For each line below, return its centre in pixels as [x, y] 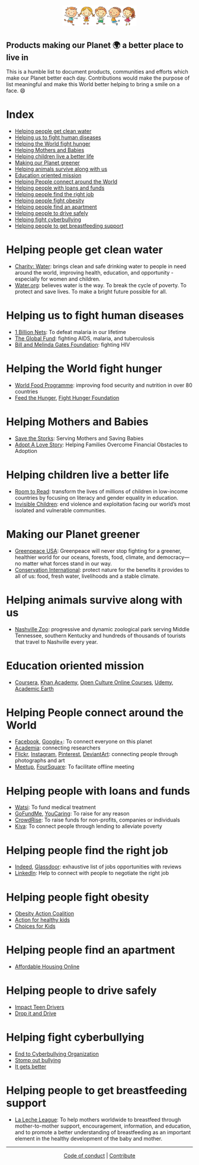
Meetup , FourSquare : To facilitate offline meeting [74, 767]
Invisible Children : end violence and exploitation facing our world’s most [102, 504]
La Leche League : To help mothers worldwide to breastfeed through [98, 1120]
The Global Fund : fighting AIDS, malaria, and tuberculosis [85, 338]
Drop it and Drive [36, 1013]
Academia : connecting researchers [57, 748]
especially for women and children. [57, 279]
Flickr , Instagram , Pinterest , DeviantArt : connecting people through [96, 754]
